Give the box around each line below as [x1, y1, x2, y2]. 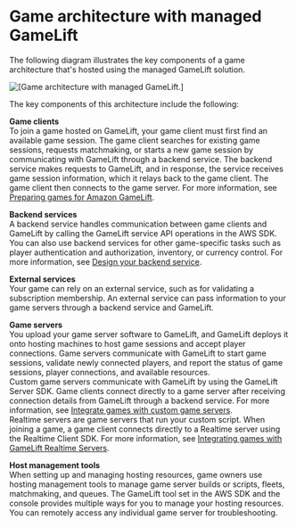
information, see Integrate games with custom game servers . [9, 404, 234, 416]
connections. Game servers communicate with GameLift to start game [9, 348, 267, 358]
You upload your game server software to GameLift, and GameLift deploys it [9, 328, 289, 340]
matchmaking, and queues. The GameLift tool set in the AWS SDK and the [9, 488, 281, 498]
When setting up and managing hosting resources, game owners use [9, 469, 263, 480]
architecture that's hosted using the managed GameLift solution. [9, 64, 245, 75]
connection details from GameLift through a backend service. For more [9, 395, 270, 406]
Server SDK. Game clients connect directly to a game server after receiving [9, 385, 285, 396]
